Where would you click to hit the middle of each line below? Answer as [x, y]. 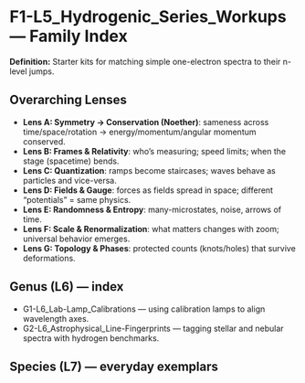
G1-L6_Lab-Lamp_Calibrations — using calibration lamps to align [144, 309]
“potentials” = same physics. [77, 199]
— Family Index [68, 36]
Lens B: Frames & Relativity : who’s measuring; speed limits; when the [154, 151]
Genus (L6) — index [67, 287]
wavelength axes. [56, 318]
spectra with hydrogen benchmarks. [91, 338]
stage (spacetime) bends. [71, 161]
